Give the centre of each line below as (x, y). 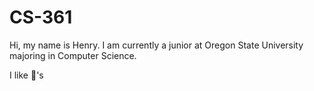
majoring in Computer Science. (73, 55)
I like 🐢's (26, 75)
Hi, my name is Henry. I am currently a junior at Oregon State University (156, 45)
